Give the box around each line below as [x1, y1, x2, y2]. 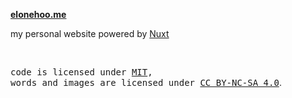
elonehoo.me [10, 9, 67, 20]
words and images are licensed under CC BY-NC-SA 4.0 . [10, 77, 282, 88]
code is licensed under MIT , [10, 67, 153, 78]
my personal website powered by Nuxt [10, 28, 170, 39]
